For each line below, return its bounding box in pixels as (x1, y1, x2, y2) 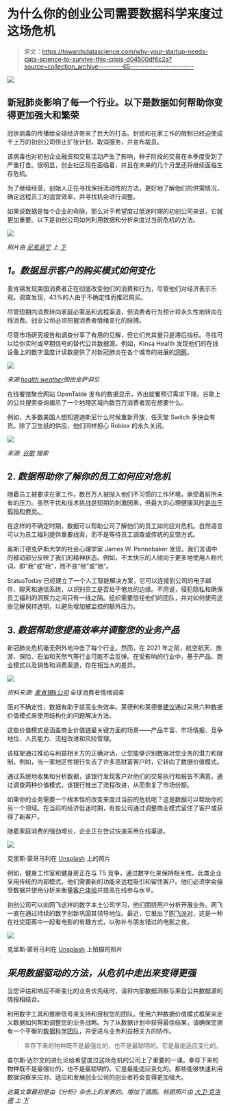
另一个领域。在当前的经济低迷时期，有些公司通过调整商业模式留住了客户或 (7, 804, 217, 812)
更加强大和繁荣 (16, 110, 79, 121)
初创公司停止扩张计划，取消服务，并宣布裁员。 (30, 138, 163, 146)
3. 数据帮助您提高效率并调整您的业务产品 (7, 624, 180, 636)
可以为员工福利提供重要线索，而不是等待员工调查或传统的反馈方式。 (7, 530, 199, 538)
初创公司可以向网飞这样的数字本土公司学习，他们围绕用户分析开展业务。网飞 (7, 901, 223, 909)
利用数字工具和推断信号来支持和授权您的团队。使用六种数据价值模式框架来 (7, 1010, 217, 1018)
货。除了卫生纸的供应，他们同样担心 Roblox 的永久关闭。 (7, 421, 168, 429)
